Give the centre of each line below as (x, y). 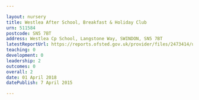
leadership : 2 (24, 61)
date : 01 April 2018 (32, 78)
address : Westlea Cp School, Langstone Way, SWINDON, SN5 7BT (84, 39)
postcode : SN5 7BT (29, 33)
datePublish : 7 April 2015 (39, 83)
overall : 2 (20, 72)
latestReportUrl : (28, 44)
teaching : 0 (21, 50)
